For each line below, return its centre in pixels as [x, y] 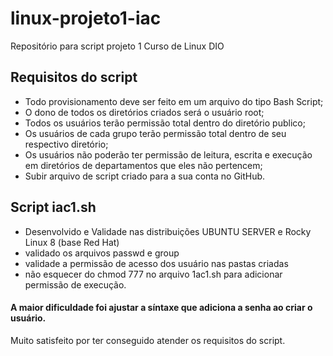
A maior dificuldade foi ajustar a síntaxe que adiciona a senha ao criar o [161, 308]
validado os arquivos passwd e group [102, 253]
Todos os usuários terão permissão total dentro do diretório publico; [165, 123]
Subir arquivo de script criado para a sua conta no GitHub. [145, 176]
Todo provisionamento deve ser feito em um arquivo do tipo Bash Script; [174, 101]
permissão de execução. [75, 284]
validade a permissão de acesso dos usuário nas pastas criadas [156, 263]
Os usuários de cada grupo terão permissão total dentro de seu [155, 133]
